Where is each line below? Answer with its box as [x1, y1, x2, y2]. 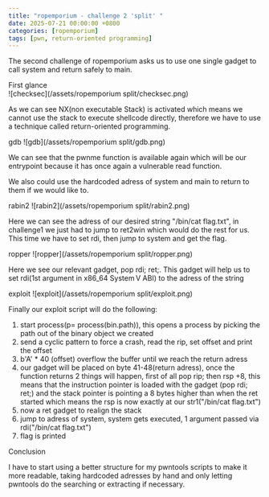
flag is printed [19, 431, 67, 441]
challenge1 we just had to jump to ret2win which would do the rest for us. [8, 225, 251, 235]
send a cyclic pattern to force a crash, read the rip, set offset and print [19, 337, 253, 347]
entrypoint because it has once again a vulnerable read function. [8, 162, 222, 171]
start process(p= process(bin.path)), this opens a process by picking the [19, 320, 261, 330]
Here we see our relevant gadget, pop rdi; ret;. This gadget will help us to [8, 265, 251, 274]
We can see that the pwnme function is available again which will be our [8, 153, 247, 162]
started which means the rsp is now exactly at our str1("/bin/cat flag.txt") [19, 397, 261, 407]
